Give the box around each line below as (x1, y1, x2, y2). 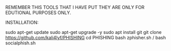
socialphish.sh (5, 40, 36, 46)
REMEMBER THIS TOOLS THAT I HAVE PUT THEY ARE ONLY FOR (5, 5, 145, 10)
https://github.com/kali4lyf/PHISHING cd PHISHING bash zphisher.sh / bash (5, 35, 166, 40)
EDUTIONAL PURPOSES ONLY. (5, 10, 71, 16)
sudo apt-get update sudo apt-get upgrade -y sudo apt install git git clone (5, 29, 162, 35)
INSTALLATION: (5, 20, 39, 25)
